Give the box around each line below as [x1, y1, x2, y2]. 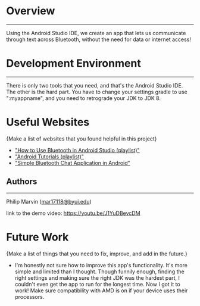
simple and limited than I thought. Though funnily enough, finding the [14, 268, 185, 275]
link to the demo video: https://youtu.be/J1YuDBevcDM [6, 210, 141, 217]
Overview [6, 4, 55, 18]
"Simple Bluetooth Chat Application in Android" [14, 159, 131, 166]
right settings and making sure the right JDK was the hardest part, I [14, 274, 180, 281]
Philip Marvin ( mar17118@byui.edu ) [6, 198, 92, 205]
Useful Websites [6, 115, 90, 129]
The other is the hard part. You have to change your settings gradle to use [6, 88, 187, 95]
